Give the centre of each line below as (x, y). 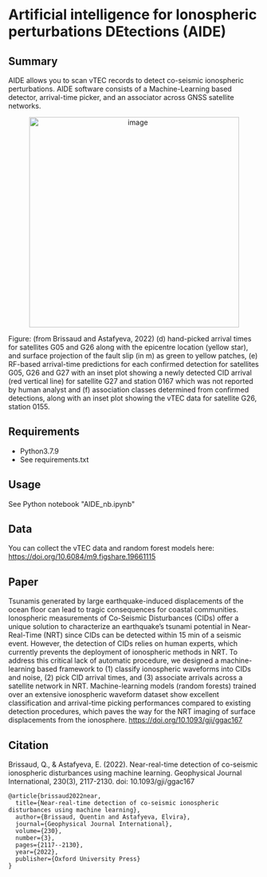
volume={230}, (39, 831)
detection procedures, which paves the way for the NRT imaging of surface (132, 712)
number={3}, (35, 838)
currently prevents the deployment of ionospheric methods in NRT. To (123, 652)
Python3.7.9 (39, 451)
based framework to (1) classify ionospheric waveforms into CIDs (144, 669)
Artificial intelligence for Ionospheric (133, 15)
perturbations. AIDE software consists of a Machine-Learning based (120, 89)
